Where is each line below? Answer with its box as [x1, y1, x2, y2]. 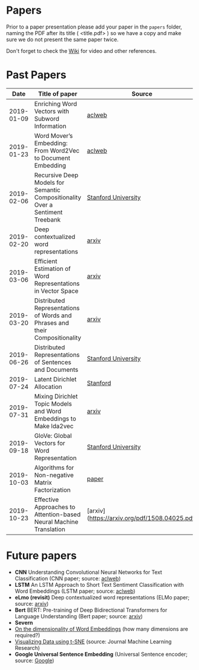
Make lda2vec [34, 422, 74, 430]
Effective [34, 495, 59, 504]
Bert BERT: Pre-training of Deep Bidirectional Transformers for [14, 606, 168, 614]
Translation [34, 525, 66, 533]
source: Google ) [14, 657, 54, 664]
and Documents [34, 365, 79, 374]
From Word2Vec [34, 146, 80, 154]
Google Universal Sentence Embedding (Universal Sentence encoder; [14, 650, 188, 658]
